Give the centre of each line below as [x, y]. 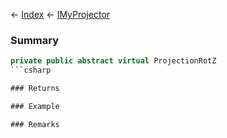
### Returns [35, 89]
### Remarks [35, 124]
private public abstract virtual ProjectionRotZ [113, 61]
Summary [35, 40]
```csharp [31, 70]
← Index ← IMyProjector [60, 14]
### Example [35, 106]
